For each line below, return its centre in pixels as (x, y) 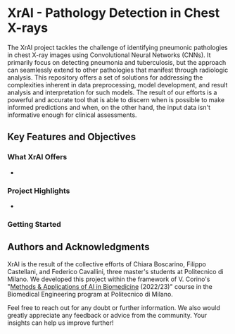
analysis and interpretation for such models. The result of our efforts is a (112, 92)
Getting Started (34, 224)
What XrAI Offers (37, 157)
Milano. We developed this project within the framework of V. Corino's (109, 279)
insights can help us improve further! (61, 323)
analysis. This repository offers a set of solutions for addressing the (105, 77)
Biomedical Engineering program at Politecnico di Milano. (90, 294)
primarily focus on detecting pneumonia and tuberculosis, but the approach (117, 62)
